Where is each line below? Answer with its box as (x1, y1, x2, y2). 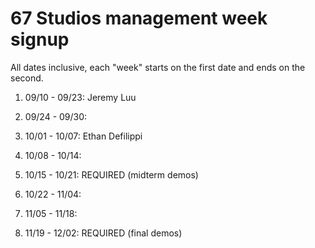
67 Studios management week (10, 7, 268, 30)
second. (10, 72, 44, 84)
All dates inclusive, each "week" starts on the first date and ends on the (10, 61, 306, 73)
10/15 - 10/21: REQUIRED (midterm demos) (24, 168, 199, 181)
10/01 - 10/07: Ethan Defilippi (24, 130, 143, 142)
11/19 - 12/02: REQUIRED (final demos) (24, 227, 183, 239)
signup (10, 28, 70, 51)
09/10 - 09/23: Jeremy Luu (24, 91, 137, 103)
